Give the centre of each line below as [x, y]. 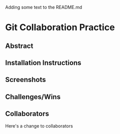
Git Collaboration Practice [60, 27]
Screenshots [26, 80]
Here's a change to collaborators [39, 126]
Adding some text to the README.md [44, 7]
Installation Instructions [43, 63]
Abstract [19, 46]
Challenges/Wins [33, 97]
